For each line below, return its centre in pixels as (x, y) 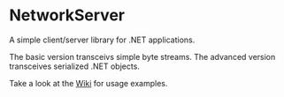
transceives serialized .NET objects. (74, 66)
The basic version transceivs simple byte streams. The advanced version (142, 56)
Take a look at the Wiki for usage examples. (88, 83)
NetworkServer (67, 15)
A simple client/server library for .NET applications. (102, 40)
